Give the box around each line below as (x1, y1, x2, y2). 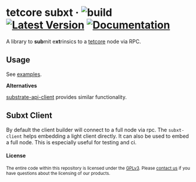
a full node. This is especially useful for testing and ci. (6, 138, 137, 145)
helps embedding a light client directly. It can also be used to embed (23, 133, 190, 140)
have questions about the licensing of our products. (6, 170, 111, 176)
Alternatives (6, 82, 37, 89)
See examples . (6, 71, 42, 78)
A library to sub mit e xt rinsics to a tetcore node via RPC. (6, 38, 141, 45)
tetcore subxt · (6, 6, 79, 19)
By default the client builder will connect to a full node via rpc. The (6, 126, 168, 133)
